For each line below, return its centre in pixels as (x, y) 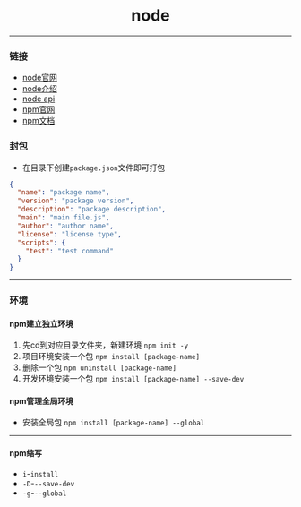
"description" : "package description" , (92, 210)
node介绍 (40, 89)
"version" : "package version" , (76, 201)
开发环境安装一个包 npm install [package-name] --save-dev (133, 379)
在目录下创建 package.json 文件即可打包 (94, 168)
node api (39, 99)
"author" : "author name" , (66, 226)
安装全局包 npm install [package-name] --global (113, 423)
